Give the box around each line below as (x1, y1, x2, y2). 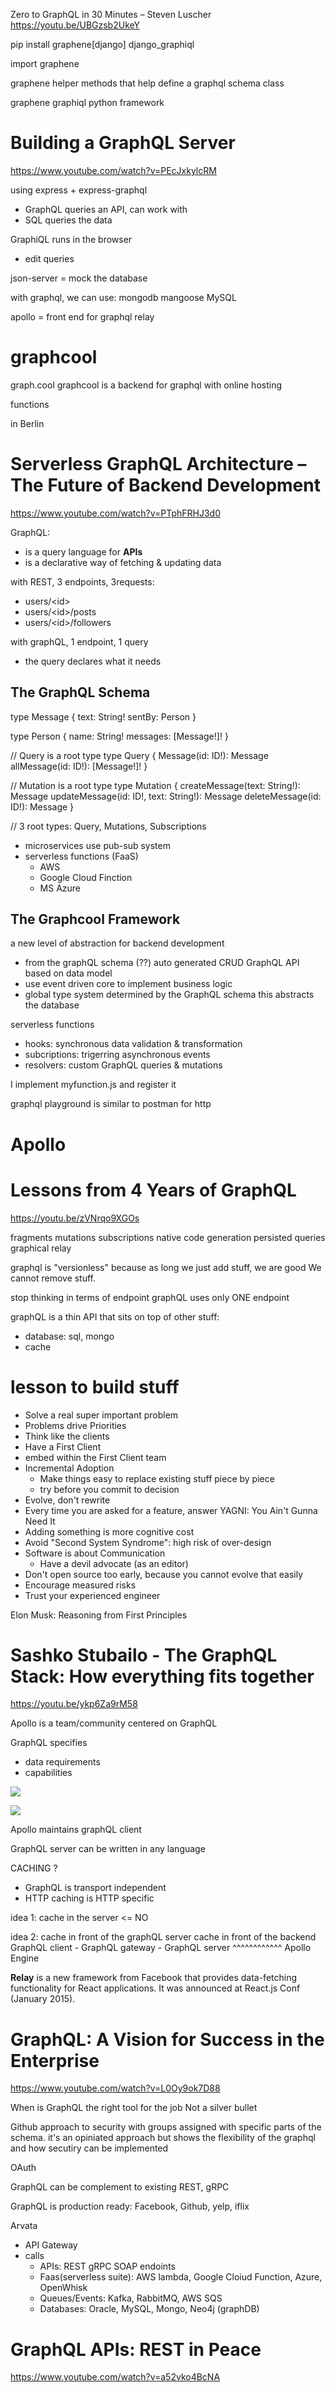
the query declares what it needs (24, 655, 162, 667)
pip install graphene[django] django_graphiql (10, 39, 195, 50)
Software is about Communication (24, 1547, 166, 1559)
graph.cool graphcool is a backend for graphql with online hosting (10, 379, 282, 391)
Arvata (10, 2220, 38, 2232)
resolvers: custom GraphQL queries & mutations (24, 1059, 223, 1071)
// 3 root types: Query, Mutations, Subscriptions (10, 820, 207, 832)
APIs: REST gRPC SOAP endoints (39, 2260, 176, 2273)
